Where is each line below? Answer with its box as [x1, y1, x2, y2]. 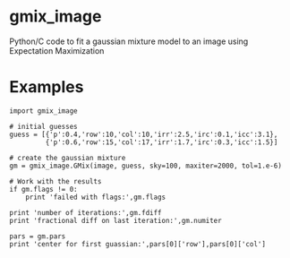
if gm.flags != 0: [9, 185, 78, 193]
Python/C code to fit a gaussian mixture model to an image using [9, 36, 249, 47]
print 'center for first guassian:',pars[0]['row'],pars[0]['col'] [9, 239, 267, 248]
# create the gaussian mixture [9, 153, 126, 162]
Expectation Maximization [9, 45, 105, 56]
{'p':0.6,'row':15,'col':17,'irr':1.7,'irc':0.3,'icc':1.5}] [45, 137, 278, 147]
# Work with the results [9, 176, 102, 185]
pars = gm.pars [9, 231, 66, 241]
